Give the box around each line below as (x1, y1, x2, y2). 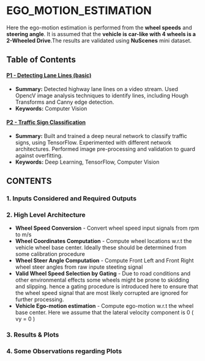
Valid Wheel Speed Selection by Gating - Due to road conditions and (15, 270, 191, 277)
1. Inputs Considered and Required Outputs (6, 194, 136, 203)
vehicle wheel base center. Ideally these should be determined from (15, 244, 187, 251)
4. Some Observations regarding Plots (6, 347, 122, 356)
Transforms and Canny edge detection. (15, 98, 114, 106)
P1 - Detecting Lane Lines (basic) (6, 71, 92, 79)
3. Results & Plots (6, 330, 59, 339)
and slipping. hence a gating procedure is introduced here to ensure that (15, 283, 198, 290)
